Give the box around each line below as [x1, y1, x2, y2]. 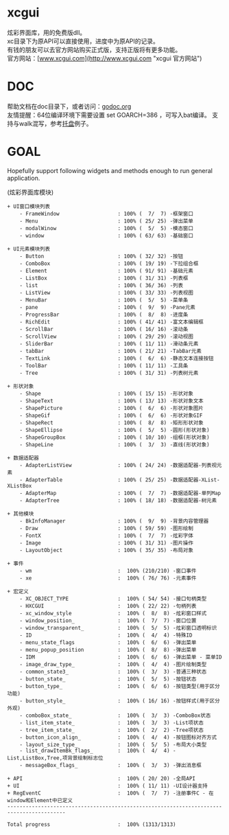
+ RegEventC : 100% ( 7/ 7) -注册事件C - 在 [7, 790, 214, 797]
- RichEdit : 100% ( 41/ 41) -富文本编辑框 [19, 318, 204, 325]
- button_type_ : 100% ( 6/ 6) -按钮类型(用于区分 [19, 683, 221, 689]
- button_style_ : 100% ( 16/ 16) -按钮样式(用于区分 [19, 697, 221, 705]
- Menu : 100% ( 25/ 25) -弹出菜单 [19, 218, 194, 225]
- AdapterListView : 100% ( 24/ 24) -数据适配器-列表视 [19, 461, 217, 468]
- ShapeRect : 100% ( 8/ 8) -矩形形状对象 [19, 419, 204, 426]
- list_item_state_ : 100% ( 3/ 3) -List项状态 [19, 719, 204, 726]
